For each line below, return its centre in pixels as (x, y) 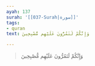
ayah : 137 (19, 12)
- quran (16, 28)
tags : (13, 23)
